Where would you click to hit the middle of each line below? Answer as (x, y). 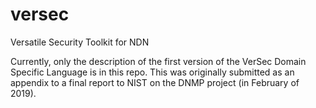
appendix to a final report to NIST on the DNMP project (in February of (155, 82)
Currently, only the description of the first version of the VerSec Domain (158, 61)
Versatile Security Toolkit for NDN (80, 42)
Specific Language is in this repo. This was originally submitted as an (152, 72)
